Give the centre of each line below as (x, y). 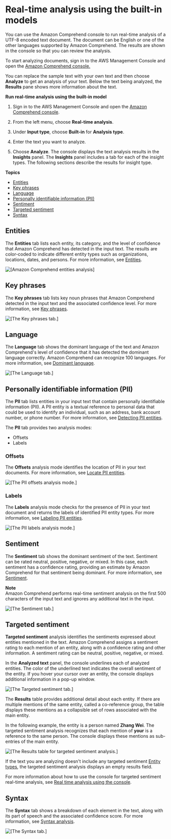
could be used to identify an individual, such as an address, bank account (83, 412)
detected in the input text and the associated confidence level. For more (81, 303)
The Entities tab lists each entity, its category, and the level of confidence (83, 243)
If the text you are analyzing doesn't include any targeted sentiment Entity (83, 761)
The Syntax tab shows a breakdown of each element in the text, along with (84, 810)
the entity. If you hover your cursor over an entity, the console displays (80, 674)
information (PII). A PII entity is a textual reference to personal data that (80, 407)
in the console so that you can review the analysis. (58, 51)
